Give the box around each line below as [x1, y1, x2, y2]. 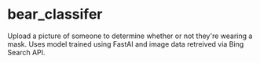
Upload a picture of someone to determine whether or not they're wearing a [7, 31, 253, 40]
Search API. [7, 47, 46, 57]
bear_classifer [7, 5, 103, 23]
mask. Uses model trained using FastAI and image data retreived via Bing [7, 39, 244, 48]
